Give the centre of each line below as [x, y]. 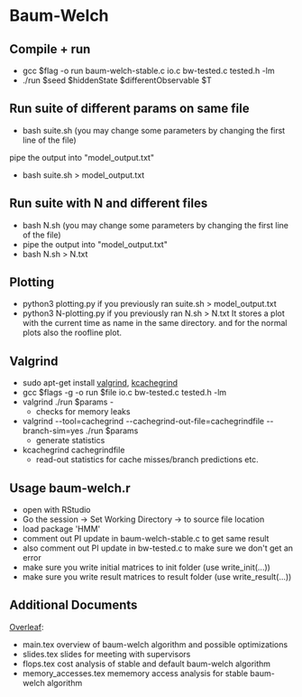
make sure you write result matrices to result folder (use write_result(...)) [157, 577]
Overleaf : [27, 627]
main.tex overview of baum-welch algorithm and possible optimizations [155, 644]
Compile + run [50, 49]
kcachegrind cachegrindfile [73, 450]
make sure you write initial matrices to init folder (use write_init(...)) [146, 567]
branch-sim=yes [53, 431]
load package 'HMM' [61, 529]
